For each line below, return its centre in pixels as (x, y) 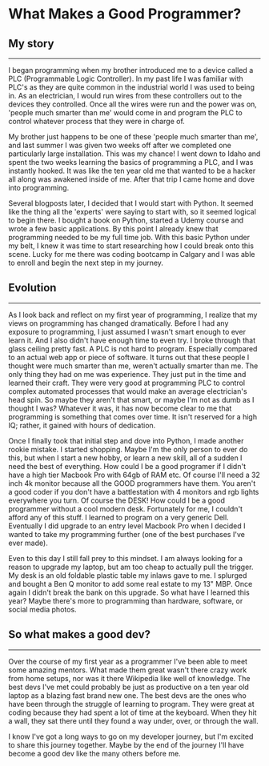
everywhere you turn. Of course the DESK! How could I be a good (117, 500)
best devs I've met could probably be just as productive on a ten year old (129, 687)
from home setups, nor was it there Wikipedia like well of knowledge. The (129, 678)
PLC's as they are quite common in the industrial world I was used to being (131, 87)
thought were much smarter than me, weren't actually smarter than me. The (133, 366)
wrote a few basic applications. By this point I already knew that (113, 229)
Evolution (32, 288)
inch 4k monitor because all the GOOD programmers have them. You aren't (132, 483)
